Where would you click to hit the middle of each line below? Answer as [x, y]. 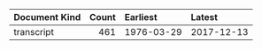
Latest [204, 17]
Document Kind [47, 17]
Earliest [141, 17]
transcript [34, 32]
